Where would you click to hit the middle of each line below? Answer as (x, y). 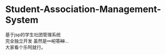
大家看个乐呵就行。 (26, 47)
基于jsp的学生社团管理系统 (33, 34)
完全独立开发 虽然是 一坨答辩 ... (37, 41)
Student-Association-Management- (83, 9)
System (22, 20)
